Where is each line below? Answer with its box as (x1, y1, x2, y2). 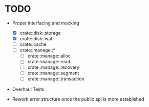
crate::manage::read (27, 59, 71, 65)
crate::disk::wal (19, 36, 52, 41)
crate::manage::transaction (27, 76, 85, 82)
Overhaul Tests (12, 86, 45, 92)
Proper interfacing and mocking (12, 20, 80, 26)
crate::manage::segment (27, 70, 79, 76)
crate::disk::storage (19, 30, 61, 36)
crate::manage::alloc (27, 53, 71, 59)
